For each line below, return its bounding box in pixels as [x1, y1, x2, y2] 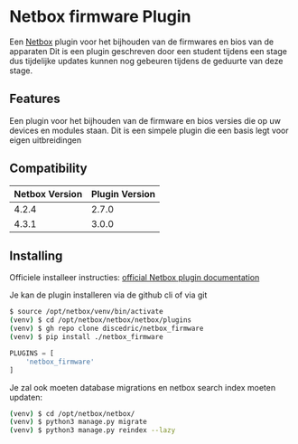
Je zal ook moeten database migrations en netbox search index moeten [9, 382, 276, 392]
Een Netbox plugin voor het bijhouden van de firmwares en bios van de [9, 36, 274, 47]
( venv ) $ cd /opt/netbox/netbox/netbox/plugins [9, 316, 192, 325]
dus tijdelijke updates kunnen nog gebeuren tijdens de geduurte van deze [9, 55, 284, 66]
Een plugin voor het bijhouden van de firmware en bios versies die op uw [9, 115, 282, 126]
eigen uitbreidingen [9, 134, 82, 146]
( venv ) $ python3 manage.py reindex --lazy [9, 426, 176, 435]
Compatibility [9, 161, 88, 176]
